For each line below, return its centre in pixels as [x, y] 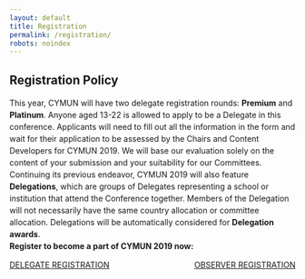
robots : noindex [40, 43]
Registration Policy [64, 80]
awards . [25, 234]
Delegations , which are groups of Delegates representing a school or [139, 186]
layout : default [40, 18]
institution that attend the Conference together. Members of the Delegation [149, 199]
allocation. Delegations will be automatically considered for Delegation [142, 223]
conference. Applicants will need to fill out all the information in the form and [152, 127]
